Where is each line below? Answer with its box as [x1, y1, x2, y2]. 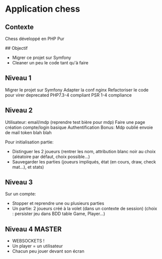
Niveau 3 [5, 178, 33, 186]
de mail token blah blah [5, 129, 52, 135]
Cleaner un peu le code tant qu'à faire [12, 60, 89, 65]
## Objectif [5, 45, 28, 51]
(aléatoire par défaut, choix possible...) [12, 154, 90, 159]
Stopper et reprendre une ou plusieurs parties [12, 200, 104, 206]
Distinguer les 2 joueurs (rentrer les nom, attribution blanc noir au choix [12, 148, 156, 154]
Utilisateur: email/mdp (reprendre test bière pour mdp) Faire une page [5, 119, 145, 125]
